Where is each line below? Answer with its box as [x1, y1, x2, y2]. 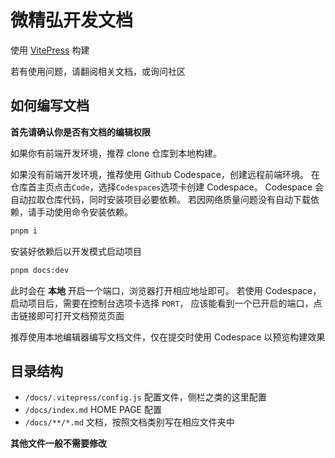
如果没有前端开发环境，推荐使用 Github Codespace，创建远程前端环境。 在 [10, 168, 320, 180]
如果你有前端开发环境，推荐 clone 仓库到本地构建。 [10, 147, 223, 159]
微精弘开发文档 [10, 9, 134, 32]
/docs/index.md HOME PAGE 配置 [24, 404, 162, 416]
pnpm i [10, 226, 38, 236]
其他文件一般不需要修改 [10, 437, 107, 450]
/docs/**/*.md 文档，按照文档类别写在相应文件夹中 [24, 416, 235, 428]
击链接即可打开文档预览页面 [10, 309, 125, 321]
